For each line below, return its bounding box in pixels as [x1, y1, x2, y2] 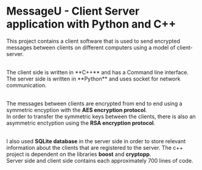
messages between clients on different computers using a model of [6, 44, 176, 51]
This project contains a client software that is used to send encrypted [6, 37, 181, 44]
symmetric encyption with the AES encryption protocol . [6, 106, 147, 113]
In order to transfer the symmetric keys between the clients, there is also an [6, 113, 196, 120]
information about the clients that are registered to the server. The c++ [6, 144, 184, 151]
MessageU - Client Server [6, 4, 140, 18]
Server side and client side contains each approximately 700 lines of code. [6, 157, 193, 164]
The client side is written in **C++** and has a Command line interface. [6, 68, 189, 76]
